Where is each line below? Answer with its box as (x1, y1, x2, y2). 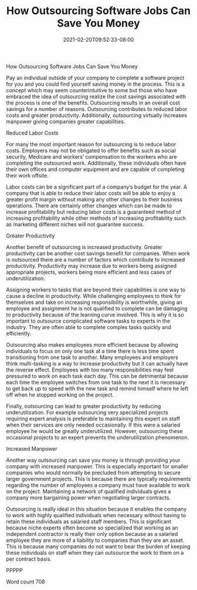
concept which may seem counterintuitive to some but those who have (6, 86, 178, 93)
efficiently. (6, 330, 32, 337)
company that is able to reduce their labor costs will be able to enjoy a (6, 189, 176, 196)
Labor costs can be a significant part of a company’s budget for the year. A (6, 183, 188, 190)
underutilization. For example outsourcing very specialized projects (6, 408, 168, 415)
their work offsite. (6, 172, 49, 179)
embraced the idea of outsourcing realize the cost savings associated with (6, 93, 186, 100)
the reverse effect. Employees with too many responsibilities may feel (6, 366, 174, 373)
